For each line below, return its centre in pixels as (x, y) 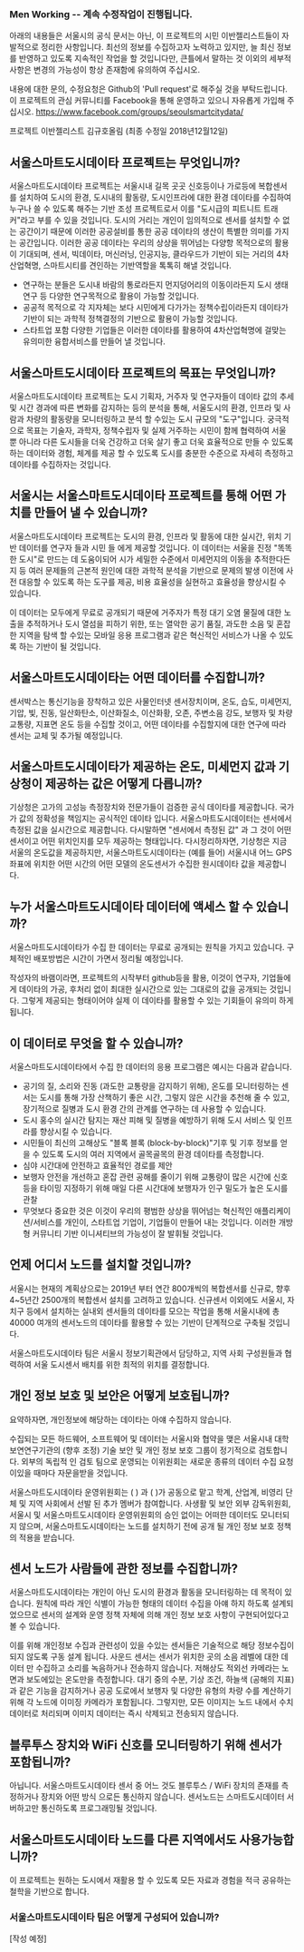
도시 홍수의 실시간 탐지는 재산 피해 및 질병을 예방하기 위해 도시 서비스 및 (149, 1120)
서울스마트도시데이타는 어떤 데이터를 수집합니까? (137, 678)
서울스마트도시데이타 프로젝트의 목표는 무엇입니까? (143, 373)
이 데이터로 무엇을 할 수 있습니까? (96, 1043)
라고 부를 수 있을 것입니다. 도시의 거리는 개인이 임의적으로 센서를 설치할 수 (150, 221)
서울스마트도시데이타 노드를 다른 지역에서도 (123, 1839)
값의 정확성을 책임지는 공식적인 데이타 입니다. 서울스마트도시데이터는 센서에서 (155, 819)
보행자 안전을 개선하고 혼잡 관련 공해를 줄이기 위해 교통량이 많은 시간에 (147, 1176)
